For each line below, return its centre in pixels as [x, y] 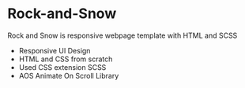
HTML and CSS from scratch [66, 59]
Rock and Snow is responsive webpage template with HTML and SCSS [122, 35]
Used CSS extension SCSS [62, 67]
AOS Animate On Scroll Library [69, 75]
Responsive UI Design [55, 50]
